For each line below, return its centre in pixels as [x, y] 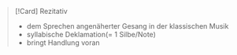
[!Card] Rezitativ [41, 11]
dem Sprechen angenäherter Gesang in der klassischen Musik [128, 26]
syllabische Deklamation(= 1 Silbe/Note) [91, 34]
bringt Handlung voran [63, 43]
